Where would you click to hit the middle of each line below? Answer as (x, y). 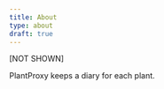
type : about (31, 26)
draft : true (31, 33)
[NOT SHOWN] (37, 59)
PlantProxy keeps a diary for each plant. (82, 76)
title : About (33, 17)
